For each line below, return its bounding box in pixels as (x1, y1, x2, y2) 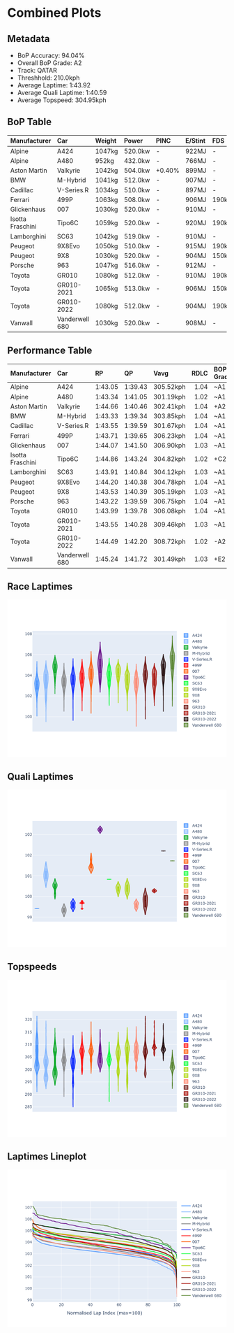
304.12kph (153, 468, 186, 476)
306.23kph (153, 432, 186, 440)
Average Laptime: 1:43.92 (17, 81, 91, 89)
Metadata (7, 33, 50, 45)
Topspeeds (7, 960, 57, 973)
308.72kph (153, 537, 186, 546)
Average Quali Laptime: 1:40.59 (17, 89, 107, 97)
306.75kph (153, 497, 186, 506)
